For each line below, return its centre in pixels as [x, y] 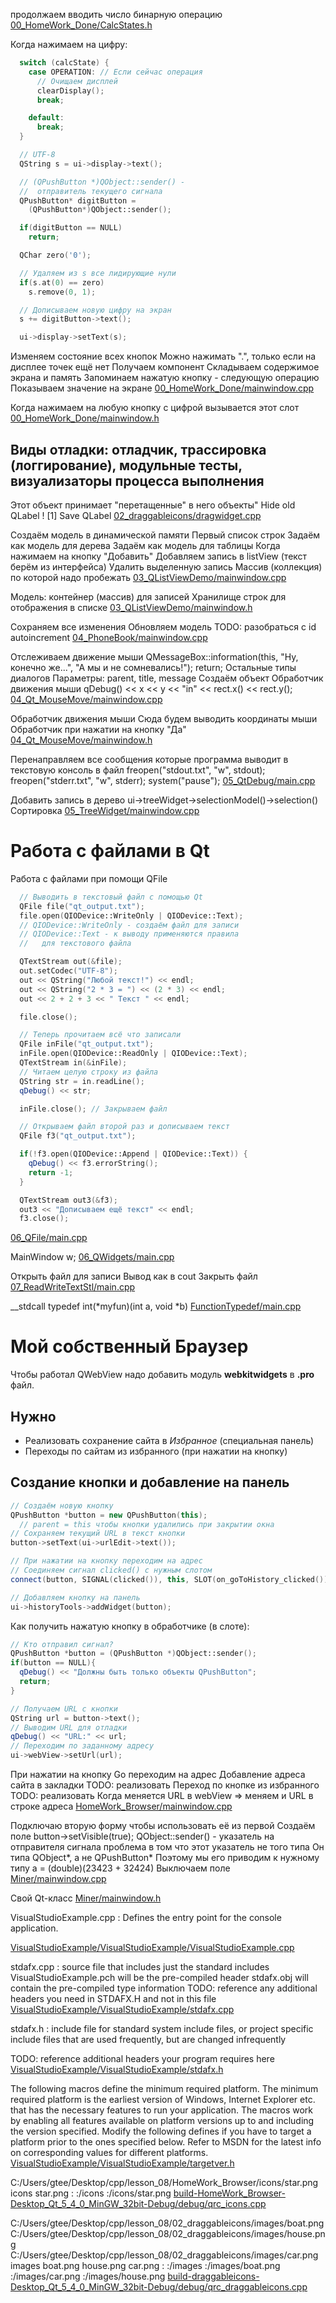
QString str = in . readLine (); [82, 1081]
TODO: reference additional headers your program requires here [142, 2059]
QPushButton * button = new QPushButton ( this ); [109, 1515]
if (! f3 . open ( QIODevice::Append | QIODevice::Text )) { [133, 1154]
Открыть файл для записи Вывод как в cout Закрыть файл [134, 1276]
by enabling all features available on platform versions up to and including [162, 2121]
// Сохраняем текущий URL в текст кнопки [98, 1534]
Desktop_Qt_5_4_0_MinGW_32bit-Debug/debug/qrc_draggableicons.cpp [159, 2287]
